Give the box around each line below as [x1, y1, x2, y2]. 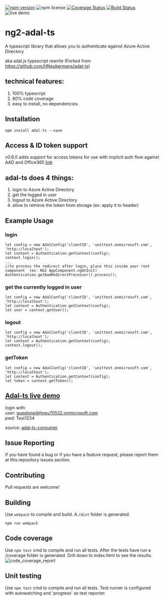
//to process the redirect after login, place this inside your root [5, 264, 150, 269]
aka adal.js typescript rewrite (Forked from [5, 58, 91, 64]
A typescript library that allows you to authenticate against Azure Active [5, 43, 150, 49]
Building [5, 498, 31, 507]
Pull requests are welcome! [5, 484, 60, 490]
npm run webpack [5, 521, 38, 526]
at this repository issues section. [5, 457, 71, 463]
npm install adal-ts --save [5, 128, 63, 133]
